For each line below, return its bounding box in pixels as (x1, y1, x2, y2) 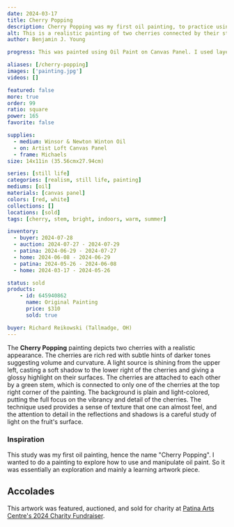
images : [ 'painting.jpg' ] (7, 68, 82, 74)
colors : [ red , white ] (7, 196, 70, 203)
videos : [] (7, 74, 39, 81)
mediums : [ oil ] (7, 183, 52, 190)
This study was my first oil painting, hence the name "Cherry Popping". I (7, 450, 214, 459)
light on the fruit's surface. (7, 417, 84, 425)
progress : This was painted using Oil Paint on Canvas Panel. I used (7, 49, 214, 56)
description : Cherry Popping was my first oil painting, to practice (7, 23, 214, 30)
